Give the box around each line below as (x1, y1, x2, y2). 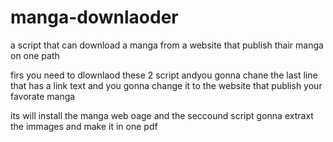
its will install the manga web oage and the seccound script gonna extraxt (10, 109, 314, 121)
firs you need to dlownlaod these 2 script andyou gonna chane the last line (10, 69, 318, 81)
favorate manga (10, 90, 76, 102)
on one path (10, 49, 60, 61)
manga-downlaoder (10, 6, 179, 29)
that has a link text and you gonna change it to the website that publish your (10, 79, 323, 91)
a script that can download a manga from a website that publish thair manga (10, 39, 324, 51)
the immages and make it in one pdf (10, 120, 158, 132)
